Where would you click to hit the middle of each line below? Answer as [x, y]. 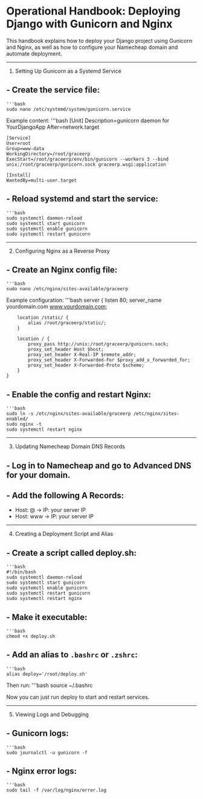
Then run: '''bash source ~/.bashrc [50, 685]
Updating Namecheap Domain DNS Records [70, 446]
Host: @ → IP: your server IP [50, 510]
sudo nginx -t [24, 425]
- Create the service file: [53, 90]
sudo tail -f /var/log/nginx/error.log [56, 791]
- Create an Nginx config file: [62, 269]
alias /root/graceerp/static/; [67, 323]
